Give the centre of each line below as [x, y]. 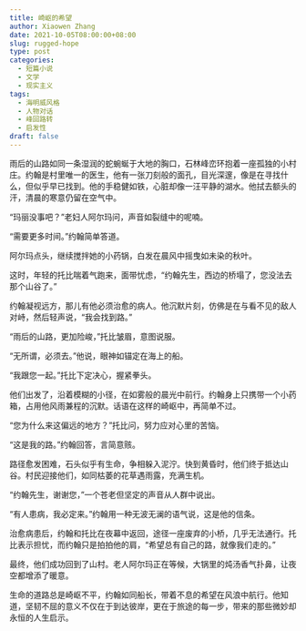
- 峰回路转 [36, 119]
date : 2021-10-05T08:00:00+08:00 [73, 35]
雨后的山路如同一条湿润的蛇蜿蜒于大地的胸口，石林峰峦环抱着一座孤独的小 [149, 163]
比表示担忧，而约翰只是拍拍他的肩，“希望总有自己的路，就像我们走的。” [143, 544]
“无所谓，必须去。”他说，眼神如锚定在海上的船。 [99, 355]
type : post [30, 52]
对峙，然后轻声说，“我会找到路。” [71, 317]
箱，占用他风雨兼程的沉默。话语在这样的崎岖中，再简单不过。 [125, 405]
